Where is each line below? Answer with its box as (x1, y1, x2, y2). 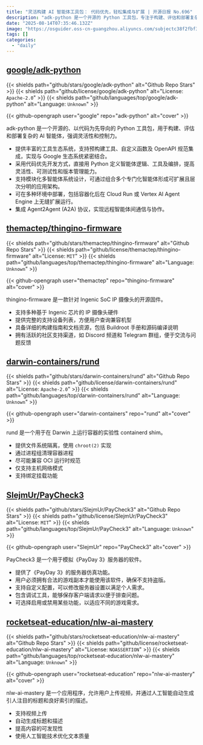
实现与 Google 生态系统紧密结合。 (25, 152, 111, 160)
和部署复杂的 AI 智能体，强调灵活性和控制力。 (6, 132, 121, 139)
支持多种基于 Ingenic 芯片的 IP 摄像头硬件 (14, 308, 119, 316)
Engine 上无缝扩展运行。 (14, 198, 77, 205)
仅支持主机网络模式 (14, 464, 63, 472)
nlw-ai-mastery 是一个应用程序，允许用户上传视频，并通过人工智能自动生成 (6, 689, 195, 696)
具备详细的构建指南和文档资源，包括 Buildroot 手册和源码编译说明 (14, 324, 178, 331)
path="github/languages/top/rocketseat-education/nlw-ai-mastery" (6, 652, 175, 659)
